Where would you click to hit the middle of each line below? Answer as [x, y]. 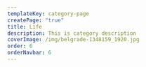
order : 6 [20, 46]
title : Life [25, 27]
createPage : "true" [36, 20]
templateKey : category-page [48, 14]
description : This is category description [72, 33]
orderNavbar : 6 [29, 53]
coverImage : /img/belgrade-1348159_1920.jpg [73, 40]
